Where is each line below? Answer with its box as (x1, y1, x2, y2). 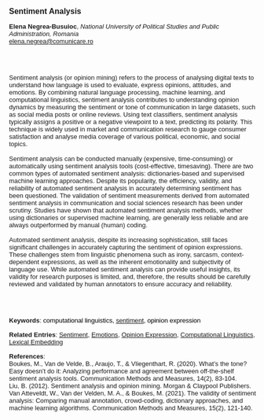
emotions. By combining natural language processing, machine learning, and (9, 88, 226, 97)
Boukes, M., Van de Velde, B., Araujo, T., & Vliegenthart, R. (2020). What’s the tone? (9, 359, 247, 368)
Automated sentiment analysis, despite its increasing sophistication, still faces (9, 236, 229, 244)
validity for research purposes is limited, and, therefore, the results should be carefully (9, 273, 251, 281)
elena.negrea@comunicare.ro (9, 37, 93, 46)
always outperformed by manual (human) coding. (9, 221, 148, 229)
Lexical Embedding (9, 338, 64, 346)
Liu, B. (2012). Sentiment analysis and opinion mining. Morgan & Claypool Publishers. (9, 381, 251, 390)
